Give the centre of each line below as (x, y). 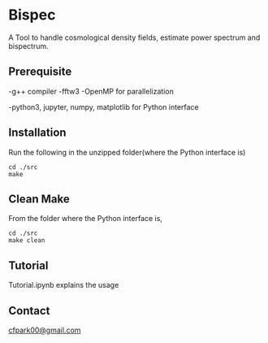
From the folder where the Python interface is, (85, 219)
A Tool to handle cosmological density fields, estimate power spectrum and (134, 37)
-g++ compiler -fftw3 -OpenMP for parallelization (91, 91)
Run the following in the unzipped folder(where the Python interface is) (127, 152)
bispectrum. (28, 46)
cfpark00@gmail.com (45, 330)
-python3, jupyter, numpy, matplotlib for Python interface (104, 106)
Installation (37, 133)
